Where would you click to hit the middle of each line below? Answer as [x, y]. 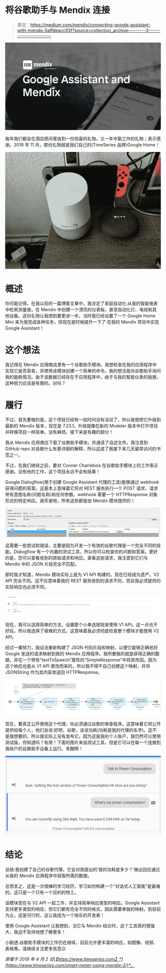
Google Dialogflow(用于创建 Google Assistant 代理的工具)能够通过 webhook [82, 482]
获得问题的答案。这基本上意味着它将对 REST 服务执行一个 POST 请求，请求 [82, 488]
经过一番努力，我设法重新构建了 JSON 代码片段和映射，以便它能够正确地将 [82, 648]
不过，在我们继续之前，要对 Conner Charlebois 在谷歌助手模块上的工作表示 [82, 465]
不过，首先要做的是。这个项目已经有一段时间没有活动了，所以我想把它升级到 [83, 420]
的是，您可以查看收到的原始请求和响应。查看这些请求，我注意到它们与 [77, 558]
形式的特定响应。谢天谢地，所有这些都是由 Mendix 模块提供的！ [70, 501]
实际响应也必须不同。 [27, 587]
